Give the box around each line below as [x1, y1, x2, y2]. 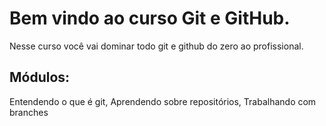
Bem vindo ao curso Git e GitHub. [9, 7, 291, 30]
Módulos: [9, 69, 71, 86]
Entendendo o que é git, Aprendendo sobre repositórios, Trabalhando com [9, 95, 317, 107]
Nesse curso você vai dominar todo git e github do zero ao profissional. [9, 40, 304, 52]
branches [9, 106, 49, 118]
